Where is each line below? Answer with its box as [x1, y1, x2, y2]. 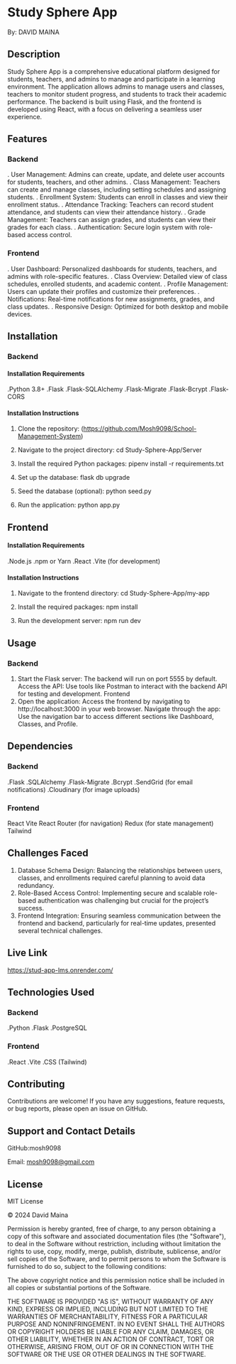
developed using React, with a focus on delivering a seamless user [7, 104, 203, 114]
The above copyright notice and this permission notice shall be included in [7, 1275, 225, 1285]
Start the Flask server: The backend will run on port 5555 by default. [17, 674, 218, 683]
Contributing [7, 1078, 65, 1090]
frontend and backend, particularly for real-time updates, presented [17, 918, 216, 927]
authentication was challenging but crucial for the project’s [38, 896, 209, 905]
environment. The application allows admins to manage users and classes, [7, 82, 225, 91]
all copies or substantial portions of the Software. [7, 1283, 151, 1292]
